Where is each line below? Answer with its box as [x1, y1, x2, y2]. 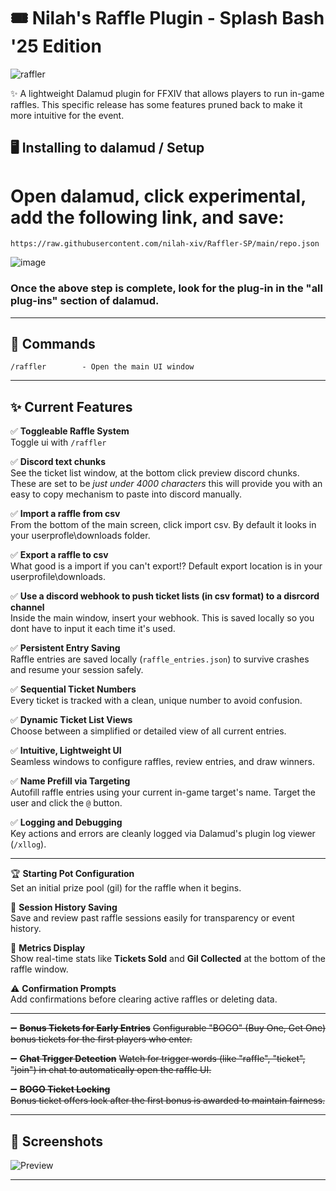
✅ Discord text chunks [10, 456, 107, 468]
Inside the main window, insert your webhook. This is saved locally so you [10, 612, 315, 624]
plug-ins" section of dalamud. [10, 294, 160, 308]
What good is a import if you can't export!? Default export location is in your [10, 560, 323, 572]
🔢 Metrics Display [10, 942, 86, 954]
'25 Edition [10, 35, 102, 58]
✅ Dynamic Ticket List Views [10, 714, 133, 726]
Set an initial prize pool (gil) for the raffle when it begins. [10, 882, 242, 894]
